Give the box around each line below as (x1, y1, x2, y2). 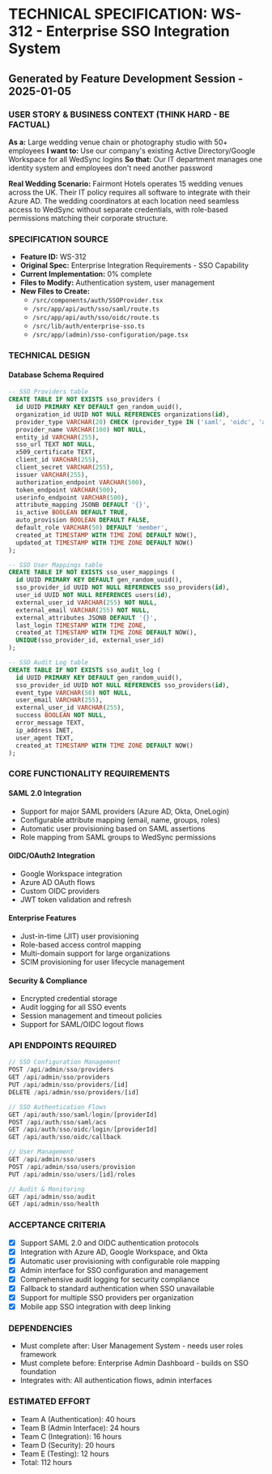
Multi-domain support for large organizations (19, 948, 171, 958)
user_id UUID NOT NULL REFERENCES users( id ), (15, 591, 172, 599)
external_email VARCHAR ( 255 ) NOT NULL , (15, 606, 151, 614)
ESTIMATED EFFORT (8, 1396, 91, 1407)
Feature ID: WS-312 (19, 252, 87, 262)
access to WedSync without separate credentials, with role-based (8, 204, 228, 214)
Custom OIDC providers (19, 886, 100, 896)
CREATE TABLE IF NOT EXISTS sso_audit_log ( (8, 666, 161, 674)
